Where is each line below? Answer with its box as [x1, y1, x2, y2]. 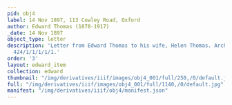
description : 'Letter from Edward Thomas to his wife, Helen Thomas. [7, 42, 212, 49]
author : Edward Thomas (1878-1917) [7, 23, 110, 30]
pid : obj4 [7, 10, 36, 17]
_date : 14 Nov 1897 [7, 29, 64, 37]
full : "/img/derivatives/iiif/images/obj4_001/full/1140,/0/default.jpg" [7, 81, 224, 88]
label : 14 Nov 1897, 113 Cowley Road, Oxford [7, 17, 140, 23]
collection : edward [7, 68, 64, 75]
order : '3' [7, 55, 39, 62]
